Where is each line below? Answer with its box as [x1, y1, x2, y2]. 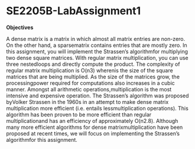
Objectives [6, 24, 34, 31]
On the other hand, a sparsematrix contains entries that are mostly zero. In [6, 42, 187, 49]
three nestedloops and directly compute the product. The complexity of [6, 61, 180, 68]
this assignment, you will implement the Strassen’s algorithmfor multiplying [6, 47, 188, 55]
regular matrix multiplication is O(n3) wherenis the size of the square [6, 66, 173, 74]
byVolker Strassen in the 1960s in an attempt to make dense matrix [6, 98, 169, 105]
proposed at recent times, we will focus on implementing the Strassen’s [6, 129, 180, 137]
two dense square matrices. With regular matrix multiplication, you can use [6, 54, 188, 61]
